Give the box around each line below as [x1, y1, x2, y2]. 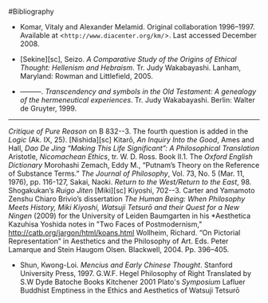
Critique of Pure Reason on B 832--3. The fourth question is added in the [8, 126, 249, 136]
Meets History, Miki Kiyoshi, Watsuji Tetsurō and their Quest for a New [8, 203, 240, 212]
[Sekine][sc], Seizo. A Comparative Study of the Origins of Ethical [19, 55, 237, 64]
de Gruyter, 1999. [19, 103, 77, 113]
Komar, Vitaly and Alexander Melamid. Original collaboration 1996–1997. [19, 22, 255, 31]
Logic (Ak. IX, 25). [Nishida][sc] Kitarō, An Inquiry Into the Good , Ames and [8, 135, 254, 144]
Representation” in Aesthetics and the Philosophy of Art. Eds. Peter [8, 236, 229, 246]
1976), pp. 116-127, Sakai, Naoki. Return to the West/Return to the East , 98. [8, 177, 252, 186]
